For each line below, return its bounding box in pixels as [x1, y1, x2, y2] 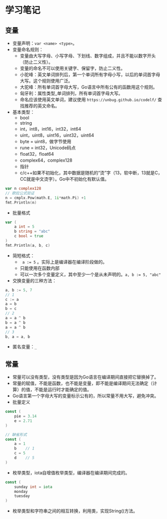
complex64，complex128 [19, 157, 72, 163]
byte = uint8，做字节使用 [19, 139, 71, 144]
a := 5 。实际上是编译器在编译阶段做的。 [22, 259, 107, 265]
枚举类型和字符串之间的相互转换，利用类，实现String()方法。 [12, 508, 138, 514]
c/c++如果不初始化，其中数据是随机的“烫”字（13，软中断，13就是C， [19, 170, 162, 176]
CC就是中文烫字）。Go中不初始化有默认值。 [19, 176, 109, 182]
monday [14, 489, 28, 494]
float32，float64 [19, 151, 54, 157]
